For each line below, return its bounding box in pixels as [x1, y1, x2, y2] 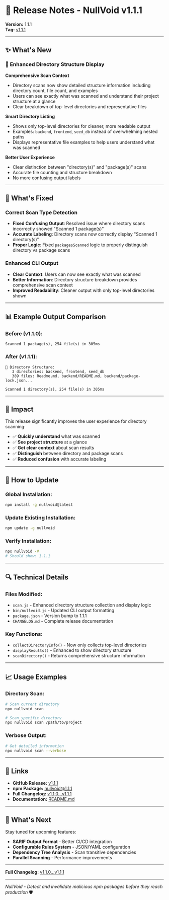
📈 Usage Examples [5, 672, 67, 681]
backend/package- [104, 373, 141, 379]
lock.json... [5, 378, 33, 383]
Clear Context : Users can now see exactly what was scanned [12, 271, 141, 277]
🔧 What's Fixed [5, 194, 54, 203]
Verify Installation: [5, 538, 52, 545]
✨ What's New [5, 46, 52, 54]
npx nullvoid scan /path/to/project [5, 720, 82, 725]
